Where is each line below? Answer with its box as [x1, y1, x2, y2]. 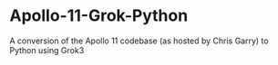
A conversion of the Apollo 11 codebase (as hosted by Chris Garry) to [9, 35, 269, 46]
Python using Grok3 [9, 44, 85, 55]
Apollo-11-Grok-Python [9, 5, 189, 26]
